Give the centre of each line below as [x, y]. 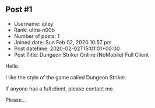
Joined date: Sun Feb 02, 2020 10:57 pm [63, 42]
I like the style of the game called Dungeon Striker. [66, 77]
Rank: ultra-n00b [34, 30]
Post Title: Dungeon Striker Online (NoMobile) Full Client [81, 54]
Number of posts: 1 [37, 36]
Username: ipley [34, 23]
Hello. [13, 66]
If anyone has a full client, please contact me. [60, 88]
